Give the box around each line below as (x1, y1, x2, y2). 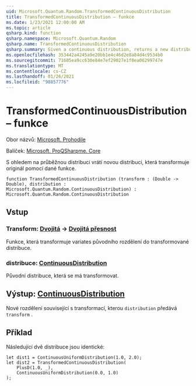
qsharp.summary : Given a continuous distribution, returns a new (6, 47, 168, 53)
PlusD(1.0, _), (16, 364, 54, 371)
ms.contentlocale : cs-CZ (6, 68, 66, 74)
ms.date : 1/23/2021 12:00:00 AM (6, 19, 85, 25)
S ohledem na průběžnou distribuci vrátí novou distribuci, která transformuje (6, 158, 190, 165)
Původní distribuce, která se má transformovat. (6, 272, 119, 279)
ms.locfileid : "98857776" (6, 79, 69, 85)
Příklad (6, 328, 33, 338)
